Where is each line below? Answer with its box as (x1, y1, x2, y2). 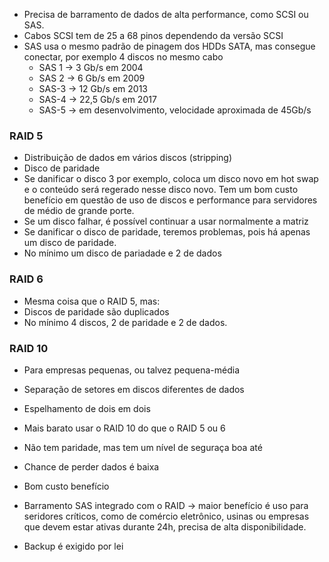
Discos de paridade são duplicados (23, 305, 170, 318)
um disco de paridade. (23, 237, 117, 249)
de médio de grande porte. (23, 205, 135, 217)
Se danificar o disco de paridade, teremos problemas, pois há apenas (23, 226, 311, 238)
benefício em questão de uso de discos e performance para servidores (23, 194, 318, 206)
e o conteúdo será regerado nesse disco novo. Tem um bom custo (23, 184, 299, 196)
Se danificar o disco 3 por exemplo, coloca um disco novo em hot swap (23, 173, 319, 185)
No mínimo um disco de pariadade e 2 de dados (23, 247, 222, 259)
